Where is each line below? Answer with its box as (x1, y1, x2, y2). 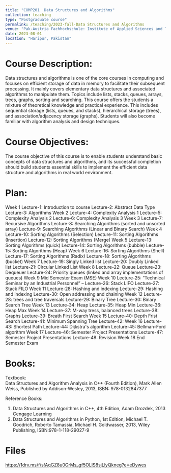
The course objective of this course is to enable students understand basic (5, 153, 163, 159)
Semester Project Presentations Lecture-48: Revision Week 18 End (5, 334, 145, 340)
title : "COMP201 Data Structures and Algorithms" (5, 7, 115, 13)
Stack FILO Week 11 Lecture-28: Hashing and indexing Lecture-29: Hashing (5, 286, 163, 292)
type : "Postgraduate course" (5, 17, 67, 22)
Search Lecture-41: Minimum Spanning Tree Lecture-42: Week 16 (5, 318, 143, 324)
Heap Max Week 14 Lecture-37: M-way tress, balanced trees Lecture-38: (5, 307, 159, 313)
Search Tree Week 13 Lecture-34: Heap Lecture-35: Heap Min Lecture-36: (5, 302, 162, 308)
